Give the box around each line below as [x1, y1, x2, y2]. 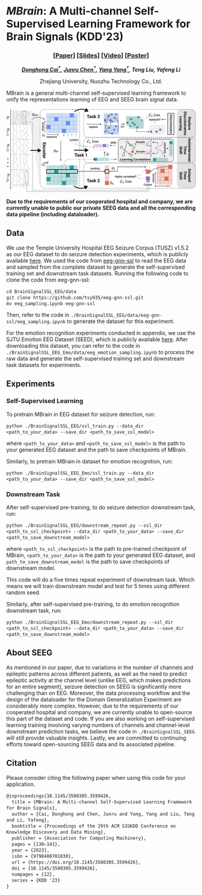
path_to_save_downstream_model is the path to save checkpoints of [6, 557, 170, 565]
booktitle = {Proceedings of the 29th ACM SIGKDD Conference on [11, 823, 176, 829]
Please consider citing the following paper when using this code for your [6, 774, 186, 781]
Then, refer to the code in [6, 311, 70, 318]
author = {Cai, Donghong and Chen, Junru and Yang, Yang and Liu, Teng [11, 811, 195, 817]
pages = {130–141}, [11, 841, 61, 847]
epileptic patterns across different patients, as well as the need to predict [6, 670, 188, 677]
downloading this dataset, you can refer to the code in [6, 342, 140, 349]
